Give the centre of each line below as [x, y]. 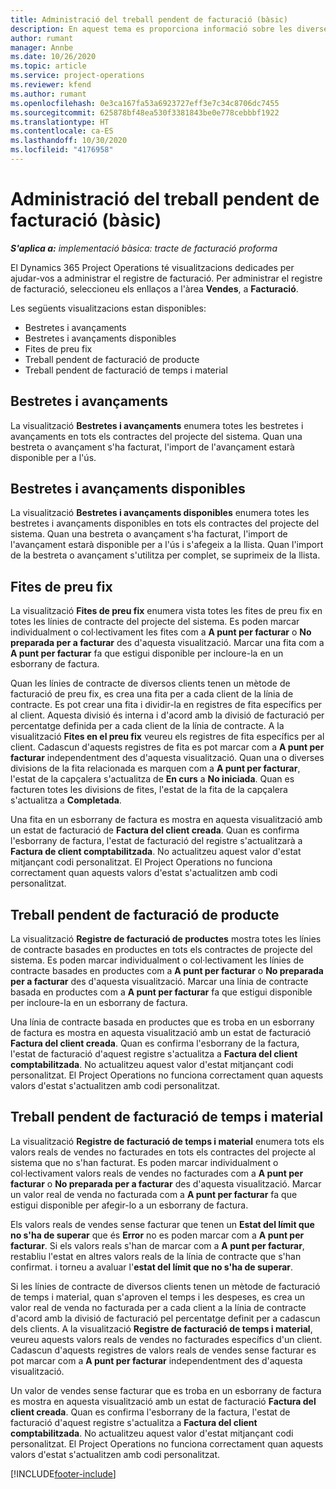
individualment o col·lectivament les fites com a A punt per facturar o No [161, 632]
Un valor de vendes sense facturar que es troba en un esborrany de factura [166, 1390]
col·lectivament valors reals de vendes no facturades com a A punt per [157, 1173]
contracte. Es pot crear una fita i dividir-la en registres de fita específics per [166, 705]
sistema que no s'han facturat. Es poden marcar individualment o [144, 1162]
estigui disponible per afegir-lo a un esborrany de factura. [129, 1205]
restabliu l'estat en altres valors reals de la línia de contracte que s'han [156, 1256]
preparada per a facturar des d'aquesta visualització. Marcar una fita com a [167, 643]
